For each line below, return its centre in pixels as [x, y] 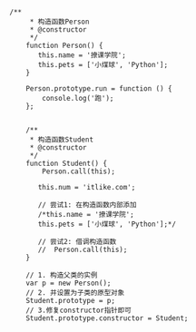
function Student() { [66, 163]
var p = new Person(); [69, 283]
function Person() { [64, 45]
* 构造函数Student [61, 140]
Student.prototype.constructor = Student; [107, 318]
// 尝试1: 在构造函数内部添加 [87, 205]
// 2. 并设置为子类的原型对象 [75, 293]
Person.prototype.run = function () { [99, 89]
